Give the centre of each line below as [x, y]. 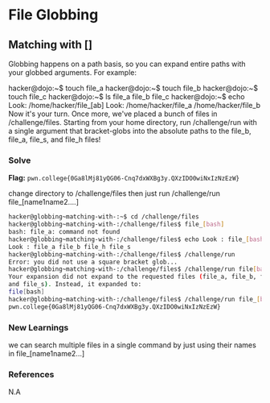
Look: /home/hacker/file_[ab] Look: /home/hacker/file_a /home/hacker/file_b [135, 105]
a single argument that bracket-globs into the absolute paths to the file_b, [130, 131]
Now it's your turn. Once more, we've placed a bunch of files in [113, 114]
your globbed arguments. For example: [73, 73]
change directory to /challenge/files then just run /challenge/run [115, 193]
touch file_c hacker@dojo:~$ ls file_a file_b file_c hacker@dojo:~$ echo [127, 97]
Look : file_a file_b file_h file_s [70, 247]
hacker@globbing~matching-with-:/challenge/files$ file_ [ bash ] [117, 224]
